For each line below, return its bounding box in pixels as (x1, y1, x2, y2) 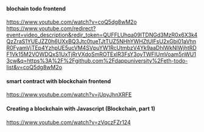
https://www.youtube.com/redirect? (6, 25, 96, 32)
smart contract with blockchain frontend (6, 77, 111, 85)
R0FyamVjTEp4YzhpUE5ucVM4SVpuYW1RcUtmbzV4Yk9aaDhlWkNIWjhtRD (6, 44, 197, 52)
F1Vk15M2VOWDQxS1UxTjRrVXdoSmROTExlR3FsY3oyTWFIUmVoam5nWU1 (6, 50, 197, 58)
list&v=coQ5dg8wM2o (6, 64, 63, 71)
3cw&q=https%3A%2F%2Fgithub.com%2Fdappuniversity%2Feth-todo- (6, 57, 188, 64)
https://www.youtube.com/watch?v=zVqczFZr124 (6, 119, 131, 126)
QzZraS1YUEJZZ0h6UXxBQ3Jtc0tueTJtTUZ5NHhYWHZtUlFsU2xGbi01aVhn (6, 38, 197, 45)
